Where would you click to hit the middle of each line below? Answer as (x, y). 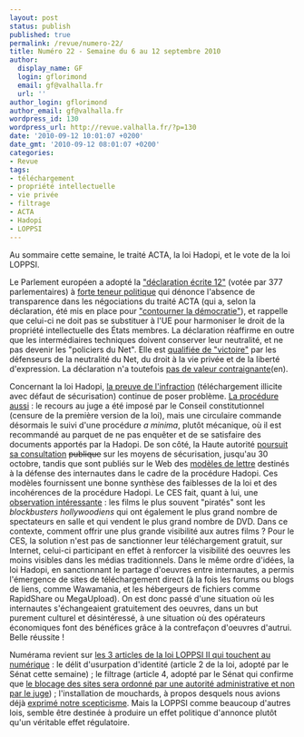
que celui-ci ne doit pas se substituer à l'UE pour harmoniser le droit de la (147, 320)
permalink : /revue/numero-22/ (67, 43)
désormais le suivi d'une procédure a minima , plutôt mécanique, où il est (146, 425)
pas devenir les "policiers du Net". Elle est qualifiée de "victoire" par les (143, 349)
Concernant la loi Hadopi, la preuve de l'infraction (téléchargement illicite (146, 386)
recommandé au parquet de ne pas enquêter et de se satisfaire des (135, 434)
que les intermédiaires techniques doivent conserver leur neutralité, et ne (147, 339)
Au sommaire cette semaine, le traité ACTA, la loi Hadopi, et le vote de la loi (150, 254)
